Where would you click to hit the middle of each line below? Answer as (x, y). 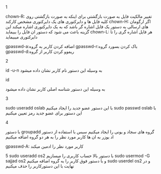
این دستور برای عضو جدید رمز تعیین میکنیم (44, 113)
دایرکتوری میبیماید (22, 37)
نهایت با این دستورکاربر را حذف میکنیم (40, 166)
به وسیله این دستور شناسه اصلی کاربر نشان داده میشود (55, 89)
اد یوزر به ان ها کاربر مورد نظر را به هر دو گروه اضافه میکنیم (60, 137)
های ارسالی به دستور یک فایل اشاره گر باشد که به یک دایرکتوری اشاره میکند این (77, 27)
